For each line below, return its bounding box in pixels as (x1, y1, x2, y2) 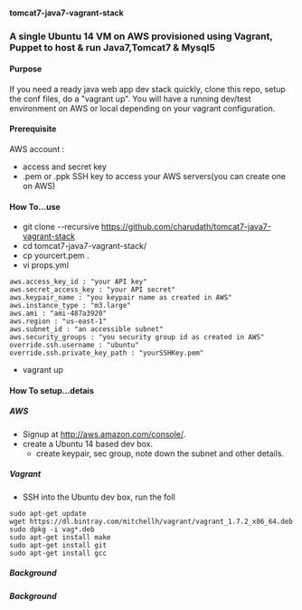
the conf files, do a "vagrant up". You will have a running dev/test (9, 93, 251, 104)
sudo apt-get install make (9, 532, 111, 542)
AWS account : (9, 143, 65, 154)
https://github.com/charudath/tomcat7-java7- (100, 222, 271, 233)
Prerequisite (9, 123, 57, 135)
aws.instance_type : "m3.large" (9, 301, 131, 310)
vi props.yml (22, 260, 70, 271)
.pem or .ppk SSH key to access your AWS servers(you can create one (22, 170, 287, 181)
